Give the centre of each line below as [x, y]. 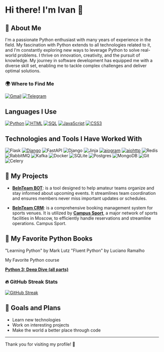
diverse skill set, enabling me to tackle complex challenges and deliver [76, 66]
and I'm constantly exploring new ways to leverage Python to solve [72, 50]
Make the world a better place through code [56, 330]
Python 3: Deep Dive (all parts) [37, 269]
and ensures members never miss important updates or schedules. [80, 198]
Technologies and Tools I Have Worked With [74, 139]
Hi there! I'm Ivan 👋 [44, 10]
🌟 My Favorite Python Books [49, 239]
